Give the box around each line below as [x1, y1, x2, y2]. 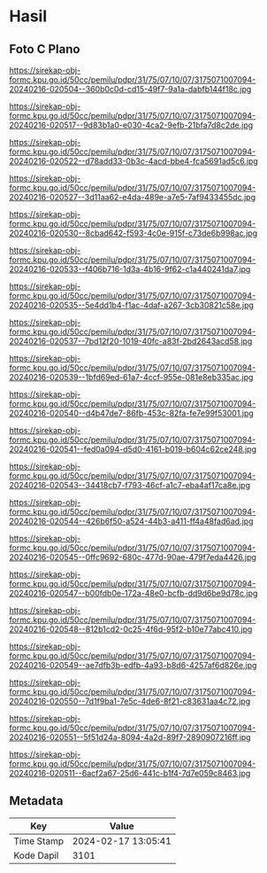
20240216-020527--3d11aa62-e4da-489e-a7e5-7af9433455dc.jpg [9, 192, 256, 202]
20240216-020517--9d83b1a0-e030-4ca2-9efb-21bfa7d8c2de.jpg [9, 120, 254, 130]
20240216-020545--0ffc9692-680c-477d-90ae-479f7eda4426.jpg [9, 552, 256, 562]
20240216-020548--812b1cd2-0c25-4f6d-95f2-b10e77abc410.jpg [9, 624, 253, 635]
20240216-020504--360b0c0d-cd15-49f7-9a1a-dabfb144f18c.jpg [9, 84, 252, 94]
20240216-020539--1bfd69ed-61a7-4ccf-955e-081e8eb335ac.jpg [9, 372, 254, 382]
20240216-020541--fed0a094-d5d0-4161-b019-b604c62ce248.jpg [9, 444, 256, 454]
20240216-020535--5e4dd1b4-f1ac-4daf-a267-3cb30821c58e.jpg [9, 300, 255, 310]
